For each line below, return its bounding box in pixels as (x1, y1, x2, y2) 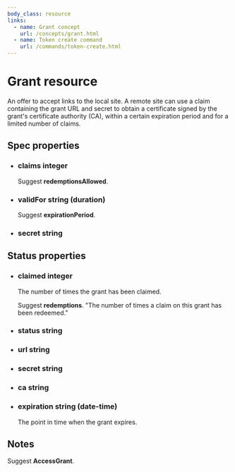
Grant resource (7, 73, 98, 90)
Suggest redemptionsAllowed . (17, 177, 109, 186)
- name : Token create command (13, 37, 102, 44)
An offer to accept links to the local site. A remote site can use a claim (7, 97, 210, 105)
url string (17, 345, 51, 355)
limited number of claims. (7, 119, 81, 128)
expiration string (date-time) (17, 401, 118, 411)
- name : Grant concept (13, 23, 80, 30)
